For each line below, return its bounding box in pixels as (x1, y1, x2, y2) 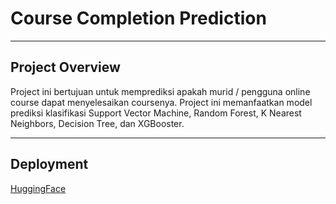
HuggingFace (10, 182, 67, 194)
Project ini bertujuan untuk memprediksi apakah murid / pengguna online (10, 85, 311, 97)
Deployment (10, 156, 89, 173)
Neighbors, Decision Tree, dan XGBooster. (10, 117, 185, 129)
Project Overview (10, 59, 121, 76)
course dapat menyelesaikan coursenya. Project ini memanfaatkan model (10, 96, 313, 108)
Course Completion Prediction (10, 7, 267, 30)
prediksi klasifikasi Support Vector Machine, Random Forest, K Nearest (10, 107, 302, 119)
